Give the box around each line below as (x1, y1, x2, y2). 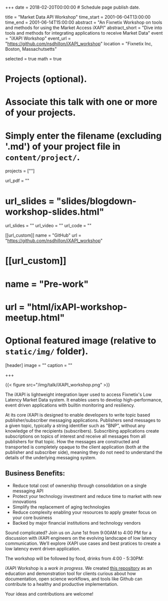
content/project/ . (5, 151, 80, 163)
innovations (12, 498, 36, 505)
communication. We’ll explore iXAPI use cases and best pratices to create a (5, 540, 161, 546)
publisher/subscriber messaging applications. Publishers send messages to (5, 417, 161, 423)
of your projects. (5, 107, 76, 119)
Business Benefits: (5, 469, 65, 478)
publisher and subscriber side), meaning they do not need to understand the (5, 449, 162, 455)
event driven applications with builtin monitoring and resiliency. (5, 402, 135, 408)
